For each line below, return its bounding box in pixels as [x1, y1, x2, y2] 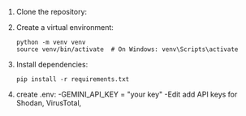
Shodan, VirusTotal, [15, 98, 82, 108]
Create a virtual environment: [15, 23, 114, 32]
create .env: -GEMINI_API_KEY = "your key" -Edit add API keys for [15, 89, 238, 99]
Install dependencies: [15, 60, 88, 69]
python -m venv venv [15, 38, 86, 46]
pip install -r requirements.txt [15, 75, 130, 84]
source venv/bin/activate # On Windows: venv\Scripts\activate [15, 45, 239, 54]
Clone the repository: [15, 7, 88, 16]
